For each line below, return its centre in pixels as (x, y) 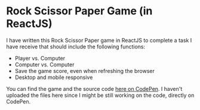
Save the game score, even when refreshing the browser (85, 71)
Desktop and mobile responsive (54, 77)
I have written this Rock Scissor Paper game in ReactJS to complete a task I (99, 40)
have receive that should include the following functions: (76, 47)
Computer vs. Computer (44, 65)
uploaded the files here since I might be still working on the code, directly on (100, 95)
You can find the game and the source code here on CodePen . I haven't (94, 88)
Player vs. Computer (40, 58)
